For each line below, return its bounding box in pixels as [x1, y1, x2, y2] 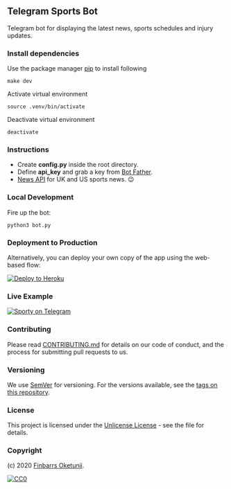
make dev [7, 78, 33, 85]
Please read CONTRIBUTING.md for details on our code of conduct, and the [7, 340, 224, 348]
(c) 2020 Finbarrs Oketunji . [7, 461, 85, 470]
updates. [7, 31, 33, 39]
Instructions [7, 145, 50, 154]
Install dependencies [7, 48, 80, 58]
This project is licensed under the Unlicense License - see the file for [7, 421, 205, 429]
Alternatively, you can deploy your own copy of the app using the [7, 254, 194, 262]
